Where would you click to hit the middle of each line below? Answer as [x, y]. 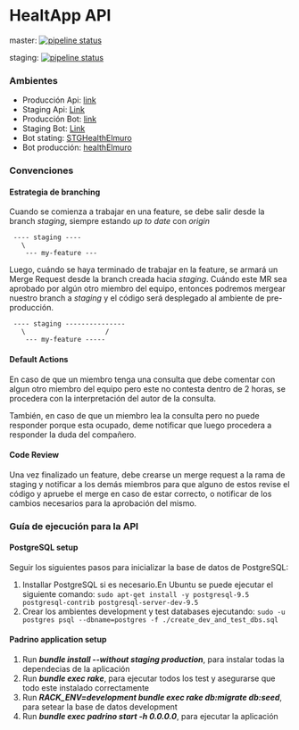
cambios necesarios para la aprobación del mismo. [103, 503]
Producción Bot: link [59, 119]
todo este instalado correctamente [86, 688]
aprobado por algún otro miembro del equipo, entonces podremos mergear [147, 289]
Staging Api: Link [53, 110]
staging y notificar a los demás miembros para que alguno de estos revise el [149, 484]
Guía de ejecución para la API [74, 526]
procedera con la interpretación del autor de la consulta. [113, 398]
